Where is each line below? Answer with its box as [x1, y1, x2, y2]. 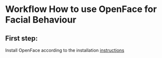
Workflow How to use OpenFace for [5, 3, 157, 15]
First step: [5, 34, 38, 42]
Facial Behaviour [5, 14, 76, 25]
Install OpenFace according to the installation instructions [5, 47, 125, 53]
